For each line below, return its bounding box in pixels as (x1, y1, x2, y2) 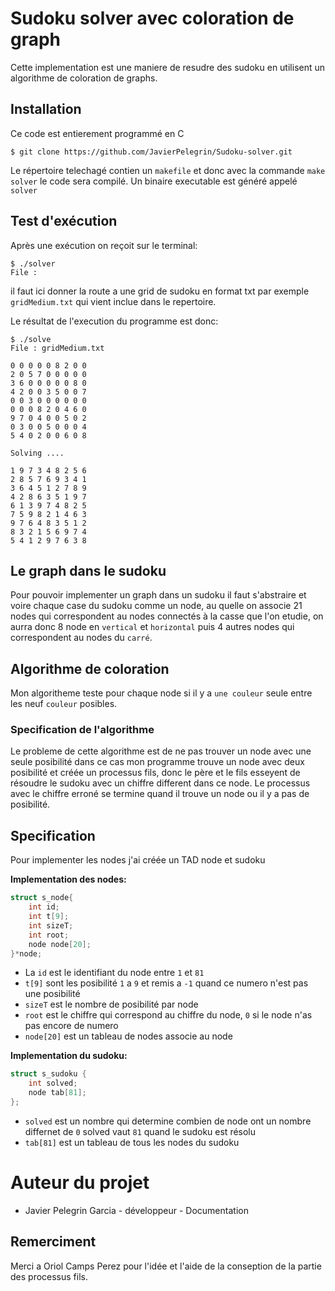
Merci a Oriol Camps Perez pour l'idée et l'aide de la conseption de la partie (10, 1260, 322, 1272)
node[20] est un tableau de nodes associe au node (24, 1030, 233, 1042)
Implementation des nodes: (10, 873, 127, 886)
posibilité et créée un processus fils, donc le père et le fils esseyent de (10, 767, 301, 779)
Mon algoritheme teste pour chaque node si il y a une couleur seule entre (10, 687, 313, 699)
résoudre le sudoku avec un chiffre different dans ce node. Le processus (10, 777, 311, 789)
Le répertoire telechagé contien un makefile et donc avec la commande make (10, 164, 326, 176)
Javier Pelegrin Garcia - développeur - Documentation (24, 1204, 249, 1216)
